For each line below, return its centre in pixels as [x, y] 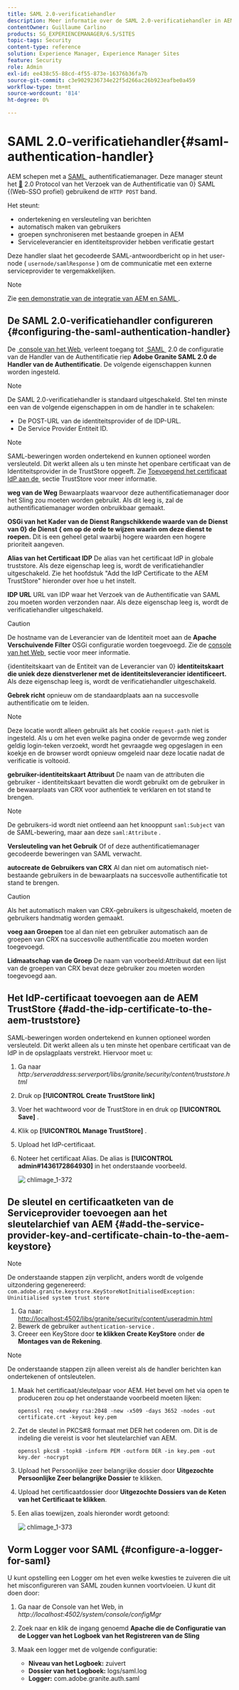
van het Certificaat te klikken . [62, 1500]
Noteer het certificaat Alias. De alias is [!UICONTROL [95, 1158]
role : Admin [25, 67]
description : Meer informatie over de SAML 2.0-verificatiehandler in [114, 21]
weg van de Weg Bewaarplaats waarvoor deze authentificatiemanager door [118, 492]
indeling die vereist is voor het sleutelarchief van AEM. [97, 1438]
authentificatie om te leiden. [48, 703]
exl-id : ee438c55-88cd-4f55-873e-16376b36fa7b [78, 73]
